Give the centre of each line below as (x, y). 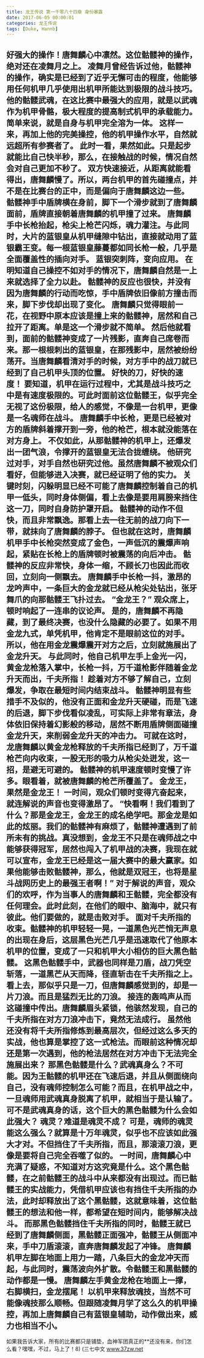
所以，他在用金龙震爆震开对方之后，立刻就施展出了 (102, 645)
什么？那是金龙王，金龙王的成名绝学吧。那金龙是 (98, 815)
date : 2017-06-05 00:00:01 (40, 18)
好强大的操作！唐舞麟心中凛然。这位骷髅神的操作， (102, 55)
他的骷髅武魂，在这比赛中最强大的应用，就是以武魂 (102, 100)
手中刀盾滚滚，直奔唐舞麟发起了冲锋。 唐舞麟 (107, 1246)
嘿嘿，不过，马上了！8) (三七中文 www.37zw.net (83, 1349)
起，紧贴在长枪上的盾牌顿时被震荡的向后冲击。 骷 (99, 554)
